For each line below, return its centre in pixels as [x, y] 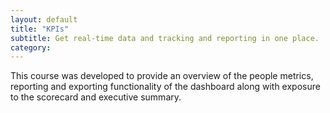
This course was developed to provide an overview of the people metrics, [162, 76]
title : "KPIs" [40, 29]
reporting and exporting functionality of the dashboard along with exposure [165, 87]
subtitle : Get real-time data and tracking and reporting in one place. [165, 38]
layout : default [44, 19]
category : [31, 47]
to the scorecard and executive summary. [96, 97]
